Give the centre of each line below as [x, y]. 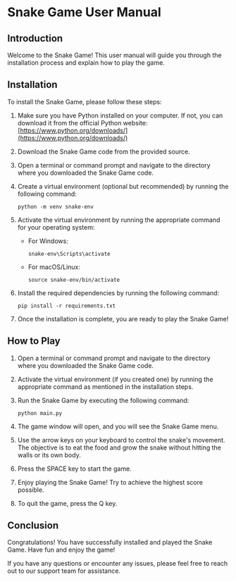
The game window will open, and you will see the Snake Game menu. [118, 426]
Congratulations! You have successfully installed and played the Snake [110, 543]
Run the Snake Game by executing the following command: [103, 400]
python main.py [40, 413]
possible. [31, 490]
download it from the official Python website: [82, 123]
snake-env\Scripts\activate [69, 254]
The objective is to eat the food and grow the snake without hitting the [119, 447]
